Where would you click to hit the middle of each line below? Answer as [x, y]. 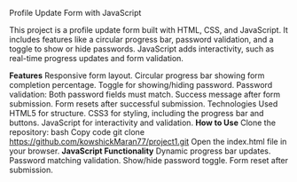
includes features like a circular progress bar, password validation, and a [141, 40]
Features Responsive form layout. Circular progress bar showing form [137, 75]
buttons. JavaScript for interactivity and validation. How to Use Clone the [143, 123]
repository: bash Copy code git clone [77, 132]
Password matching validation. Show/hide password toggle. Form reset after [149, 160]
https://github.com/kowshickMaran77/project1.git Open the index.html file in [148, 142]
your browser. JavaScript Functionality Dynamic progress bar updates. [140, 151]
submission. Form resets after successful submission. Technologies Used [144, 104]
